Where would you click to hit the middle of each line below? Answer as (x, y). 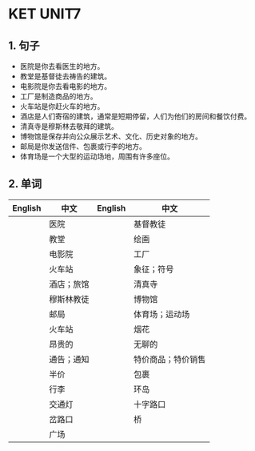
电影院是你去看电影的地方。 (66, 86)
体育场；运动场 (161, 314)
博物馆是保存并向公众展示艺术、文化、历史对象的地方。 (111, 136)
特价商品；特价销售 (169, 359)
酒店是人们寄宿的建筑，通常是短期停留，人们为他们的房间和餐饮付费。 (135, 116)
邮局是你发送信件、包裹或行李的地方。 (83, 146)
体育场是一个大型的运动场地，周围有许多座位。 (97, 156)
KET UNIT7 (45, 14)
